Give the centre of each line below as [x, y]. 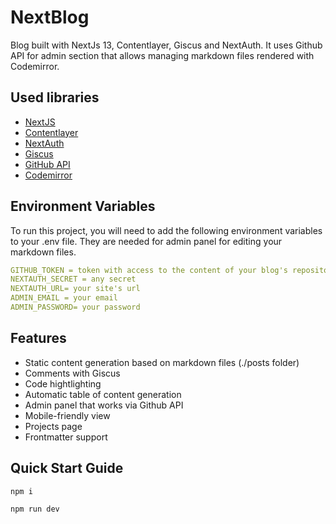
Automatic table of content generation [103, 394]
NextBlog [50, 17]
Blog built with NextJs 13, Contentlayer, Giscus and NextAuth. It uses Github [166, 45]
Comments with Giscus [72, 373]
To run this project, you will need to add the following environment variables [166, 230]
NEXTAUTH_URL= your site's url [75, 289]
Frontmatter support [66, 437]
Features [38, 338]
